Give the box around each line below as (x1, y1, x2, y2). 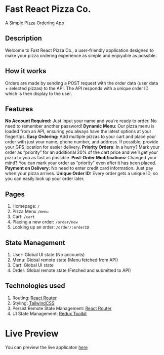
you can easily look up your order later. (5, 176, 85, 181)
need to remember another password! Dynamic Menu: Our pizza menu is (5, 123, 155, 129)
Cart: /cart (12, 214, 35, 220)
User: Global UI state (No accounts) (12, 252, 85, 258)
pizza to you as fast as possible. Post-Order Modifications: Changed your (5, 155, 157, 161)
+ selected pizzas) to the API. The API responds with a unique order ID (5, 85, 149, 91)
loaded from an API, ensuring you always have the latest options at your (5, 129, 152, 134)
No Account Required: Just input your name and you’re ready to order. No (5, 118, 157, 124)
